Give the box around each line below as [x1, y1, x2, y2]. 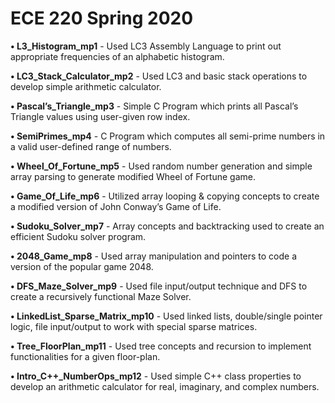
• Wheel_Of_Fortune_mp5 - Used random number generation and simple [10, 160, 313, 172]
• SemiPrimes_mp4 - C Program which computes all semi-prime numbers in [10, 130, 326, 142]
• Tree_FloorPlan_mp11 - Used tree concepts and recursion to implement [10, 340, 312, 352]
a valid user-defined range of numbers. [10, 140, 172, 152]
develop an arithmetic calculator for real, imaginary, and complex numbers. [10, 380, 320, 392]
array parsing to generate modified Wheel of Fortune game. [10, 170, 256, 182]
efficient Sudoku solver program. [10, 230, 147, 242]
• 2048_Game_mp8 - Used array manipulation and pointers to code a [10, 250, 298, 262]
